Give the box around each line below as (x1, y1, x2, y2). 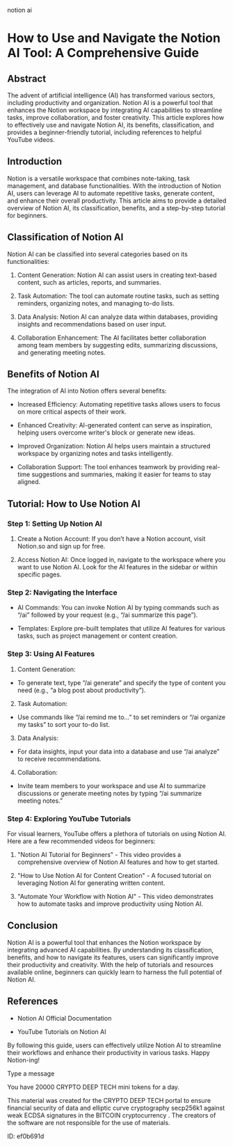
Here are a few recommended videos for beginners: (7, 837, 156, 845)
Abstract (7, 72, 47, 84)
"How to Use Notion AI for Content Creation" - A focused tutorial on (17, 872, 211, 880)
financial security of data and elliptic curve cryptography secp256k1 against (7, 1104, 225, 1112)
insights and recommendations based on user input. (17, 320, 167, 328)
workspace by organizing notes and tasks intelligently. (17, 449, 174, 458)
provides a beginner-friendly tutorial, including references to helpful (7, 128, 202, 136)
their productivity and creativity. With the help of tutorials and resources (7, 960, 214, 968)
